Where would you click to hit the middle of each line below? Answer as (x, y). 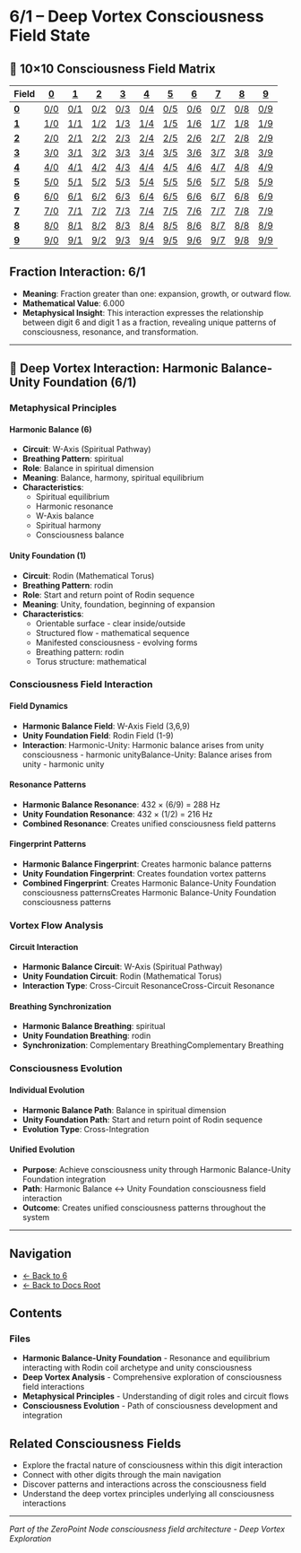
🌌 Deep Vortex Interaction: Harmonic (114, 368)
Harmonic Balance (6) (51, 429)
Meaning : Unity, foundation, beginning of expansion (119, 604)
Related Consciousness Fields (95, 1443)
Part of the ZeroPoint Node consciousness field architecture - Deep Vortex (147, 1529)
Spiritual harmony (68, 526)
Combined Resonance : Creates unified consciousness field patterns (149, 824)
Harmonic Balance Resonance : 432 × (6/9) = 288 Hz (121, 804)
